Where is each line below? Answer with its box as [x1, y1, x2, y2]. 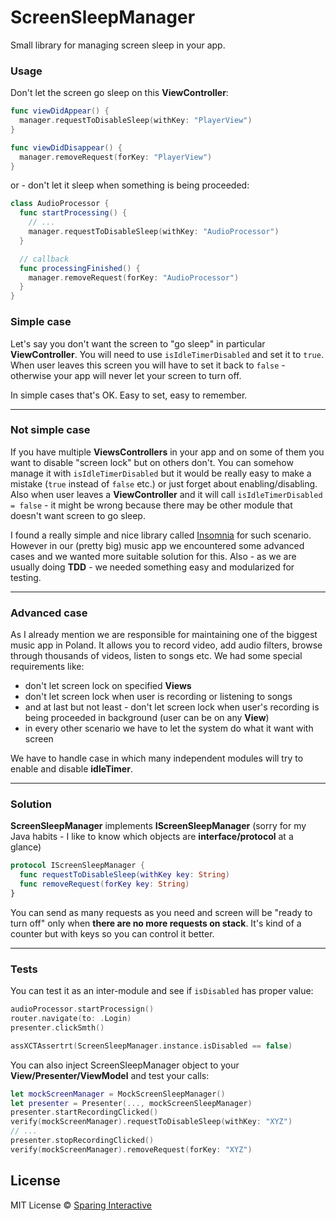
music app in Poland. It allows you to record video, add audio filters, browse [10, 639, 323, 651]
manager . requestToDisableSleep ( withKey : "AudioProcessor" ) [28, 227, 280, 237]
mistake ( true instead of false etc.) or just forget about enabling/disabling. [10, 477, 318, 490]
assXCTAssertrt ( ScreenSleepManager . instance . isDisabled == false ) [10, 1041, 293, 1051]
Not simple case [10, 423, 91, 437]
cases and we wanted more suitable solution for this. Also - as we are [10, 550, 297, 562]
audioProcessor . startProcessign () [10, 1004, 155, 1015]
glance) [10, 841, 42, 853]
